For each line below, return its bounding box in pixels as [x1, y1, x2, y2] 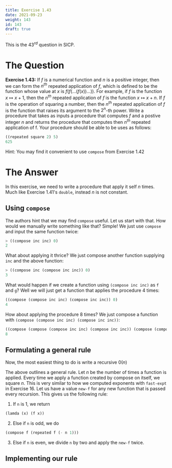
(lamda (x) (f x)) [5, 411, 45, 416]
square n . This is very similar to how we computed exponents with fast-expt [5, 380, 167, 386]
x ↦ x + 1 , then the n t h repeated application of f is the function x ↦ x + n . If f [5, 93, 165, 101]
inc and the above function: [5, 258, 64, 264]
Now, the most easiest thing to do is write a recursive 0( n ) [5, 359, 127, 365]
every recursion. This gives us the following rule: [5, 391, 108, 397]
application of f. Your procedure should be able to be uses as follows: [5, 124, 152, 130]
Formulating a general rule [5, 345, 91, 354]
